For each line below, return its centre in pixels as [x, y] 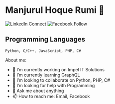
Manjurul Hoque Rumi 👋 [55, 10]
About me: [16, 60]
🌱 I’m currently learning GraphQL [46, 75]
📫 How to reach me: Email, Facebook [51, 96]
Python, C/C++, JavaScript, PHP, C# [43, 51]
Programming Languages [45, 39]
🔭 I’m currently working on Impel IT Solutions [58, 69]
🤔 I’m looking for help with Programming [54, 85]
